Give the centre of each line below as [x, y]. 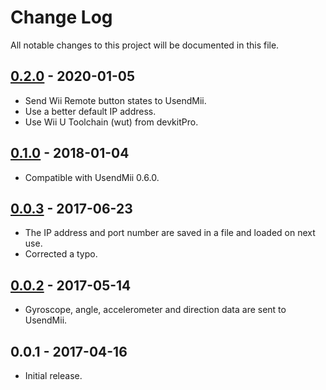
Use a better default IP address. [90, 111]
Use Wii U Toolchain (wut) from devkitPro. [111, 122]
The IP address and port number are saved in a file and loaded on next [170, 233]
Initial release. [53, 375]
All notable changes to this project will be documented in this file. [145, 45]
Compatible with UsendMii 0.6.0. [92, 177]
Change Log [61, 17]
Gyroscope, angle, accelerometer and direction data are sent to [155, 310]
